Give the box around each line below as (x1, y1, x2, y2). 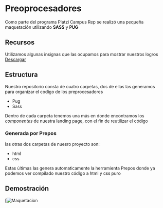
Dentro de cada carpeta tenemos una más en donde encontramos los (5, 113, 145, 118)
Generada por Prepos (5, 130, 57, 137)
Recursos (5, 38, 35, 47)
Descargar (5, 57, 26, 62)
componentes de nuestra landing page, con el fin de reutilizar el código (5, 118, 148, 124)
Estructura (5, 71, 38, 79)
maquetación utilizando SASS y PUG (5, 24, 79, 30)
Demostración (5, 185, 49, 193)
